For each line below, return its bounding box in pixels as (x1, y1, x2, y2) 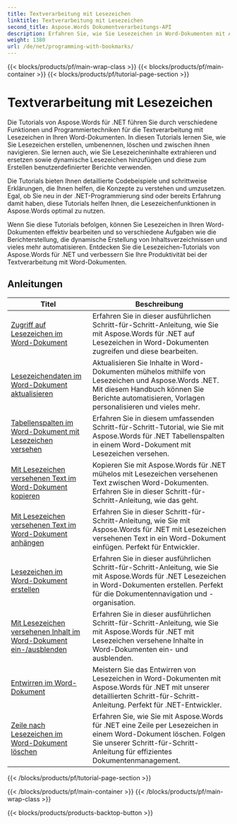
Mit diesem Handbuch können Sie (92, 384, 205, 394)
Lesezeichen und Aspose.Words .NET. (92, 375, 219, 385)
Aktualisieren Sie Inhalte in (92, 358, 180, 368)
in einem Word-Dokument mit (92, 440, 192, 449)
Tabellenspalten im (11, 418, 74, 428)
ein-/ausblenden (11, 644, 67, 654)
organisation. (92, 598, 136, 607)
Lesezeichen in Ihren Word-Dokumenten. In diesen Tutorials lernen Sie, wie (7, 133, 226, 141)
